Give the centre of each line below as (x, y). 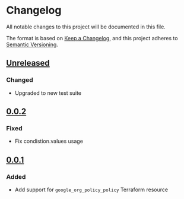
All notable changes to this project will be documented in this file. (86, 27)
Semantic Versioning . (32, 44)
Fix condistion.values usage (49, 141)
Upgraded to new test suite (48, 93)
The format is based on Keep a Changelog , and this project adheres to (92, 38)
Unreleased (28, 63)
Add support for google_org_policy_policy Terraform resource (91, 190)
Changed (20, 80)
